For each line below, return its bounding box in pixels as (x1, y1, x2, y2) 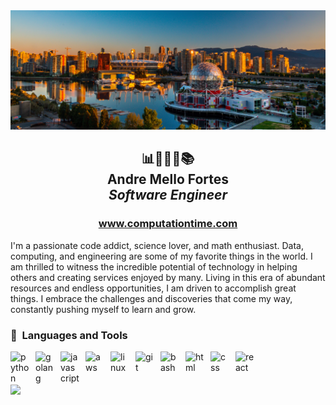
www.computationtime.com (98, 217, 238, 231)
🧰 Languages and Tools (10, 328, 128, 342)
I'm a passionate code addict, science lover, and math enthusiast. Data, (10, 239, 304, 251)
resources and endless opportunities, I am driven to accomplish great (10, 282, 297, 294)
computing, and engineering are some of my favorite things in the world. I (10, 250, 313, 262)
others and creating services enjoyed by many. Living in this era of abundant (10, 271, 326, 283)
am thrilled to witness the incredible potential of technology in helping (10, 260, 298, 273)
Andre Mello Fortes (106, 171, 230, 188)
